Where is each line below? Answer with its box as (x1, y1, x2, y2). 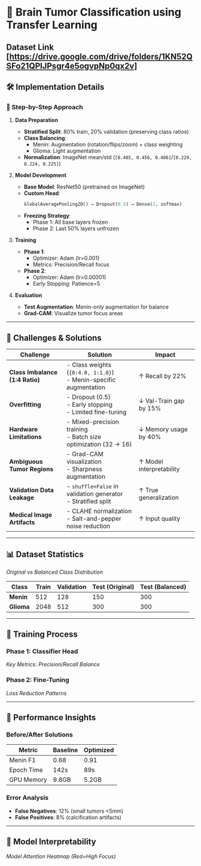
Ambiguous (9, 457, 43, 466)
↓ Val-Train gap (138, 396, 185, 404)
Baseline (53, 746, 78, 754)
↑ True (138, 486, 159, 494)
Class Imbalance (9, 368, 58, 376)
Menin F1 (9, 756, 36, 765)
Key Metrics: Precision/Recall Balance (6, 661, 100, 668)
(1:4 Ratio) (9, 375, 40, 383)
